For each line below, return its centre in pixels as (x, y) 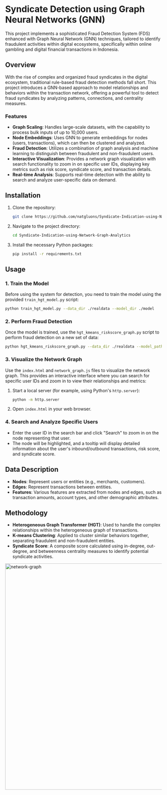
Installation (23, 196)
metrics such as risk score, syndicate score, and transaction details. (82, 170)
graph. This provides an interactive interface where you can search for (78, 375)
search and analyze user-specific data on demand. (64, 180)
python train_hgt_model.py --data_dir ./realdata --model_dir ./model (80, 309)
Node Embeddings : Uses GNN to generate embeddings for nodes (80, 138)
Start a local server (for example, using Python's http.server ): (76, 390)
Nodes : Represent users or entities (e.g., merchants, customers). (79, 481)
